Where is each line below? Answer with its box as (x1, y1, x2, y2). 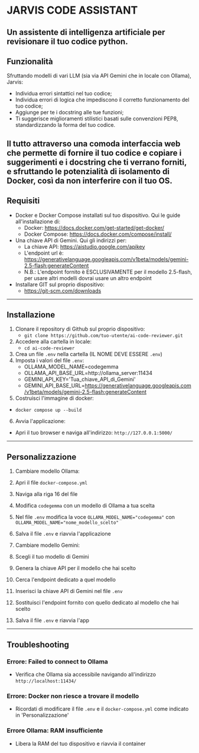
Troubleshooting (6, 639, 70, 649)
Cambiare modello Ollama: (15, 467, 80, 475)
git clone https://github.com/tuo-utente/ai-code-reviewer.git (24, 333, 184, 339)
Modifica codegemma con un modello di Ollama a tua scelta (15, 502, 155, 510)
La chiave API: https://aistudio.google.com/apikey (24, 243, 145, 250)
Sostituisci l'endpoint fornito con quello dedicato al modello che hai (15, 599, 179, 606)
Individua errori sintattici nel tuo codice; (15, 90, 112, 97)
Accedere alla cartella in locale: (15, 338, 92, 345)
